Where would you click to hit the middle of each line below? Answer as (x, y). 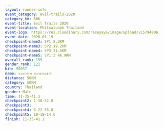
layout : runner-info (26, 10)
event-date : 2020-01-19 (29, 37)
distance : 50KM (20, 78)
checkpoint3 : (18, 105)
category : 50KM (20, 82)
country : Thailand (24, 87)
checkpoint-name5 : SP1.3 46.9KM (38, 55)
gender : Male (18, 92)
